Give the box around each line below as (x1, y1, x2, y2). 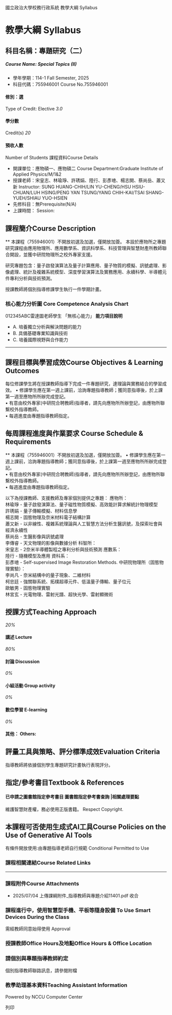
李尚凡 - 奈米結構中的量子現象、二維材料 (5, 572, 91, 578)
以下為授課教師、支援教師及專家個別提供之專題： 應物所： (5, 495, 128, 501)
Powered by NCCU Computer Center (5, 993, 83, 1000)
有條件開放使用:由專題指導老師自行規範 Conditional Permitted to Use (5, 845, 149, 852)
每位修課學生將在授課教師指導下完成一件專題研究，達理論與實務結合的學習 (5, 381, 162, 387)
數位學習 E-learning (5, 706, 48, 713)
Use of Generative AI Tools (5, 831, 92, 839)
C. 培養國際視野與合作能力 (12, 337, 68, 343)
